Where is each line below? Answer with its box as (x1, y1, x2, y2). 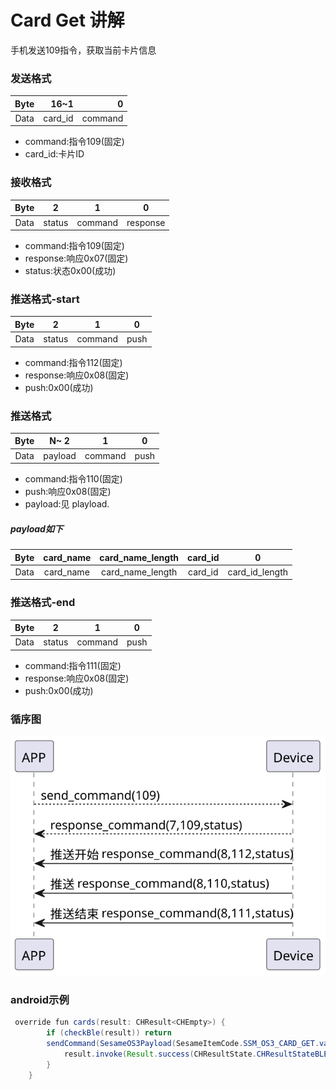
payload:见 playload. (24, 498, 110, 510)
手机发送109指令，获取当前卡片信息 (10, 44, 157, 56)
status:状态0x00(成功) (24, 265, 117, 277)
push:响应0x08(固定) (24, 486, 112, 498)
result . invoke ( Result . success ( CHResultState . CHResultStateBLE (63, 1049, 329, 1059)
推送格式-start (10, 292, 80, 306)
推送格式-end (10, 596, 76, 610)
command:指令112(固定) (24, 356, 123, 368)
